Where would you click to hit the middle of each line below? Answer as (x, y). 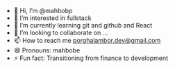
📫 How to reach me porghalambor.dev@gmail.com (87, 40)
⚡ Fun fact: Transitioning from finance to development (91, 58)
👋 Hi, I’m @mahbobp (43, 11)
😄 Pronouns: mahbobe (47, 50)
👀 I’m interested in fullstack (52, 18)
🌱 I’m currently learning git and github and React (83, 25)
